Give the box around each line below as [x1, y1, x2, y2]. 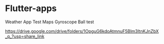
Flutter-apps [5, 3, 57, 14]
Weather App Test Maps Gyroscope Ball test [5, 19, 94, 25]
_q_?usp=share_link [5, 33, 45, 39]
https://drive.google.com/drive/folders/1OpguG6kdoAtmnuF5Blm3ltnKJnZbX [5, 28, 159, 34]
